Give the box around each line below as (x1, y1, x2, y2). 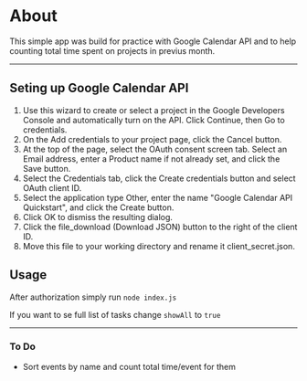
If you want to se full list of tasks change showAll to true (9, 309, 221, 320)
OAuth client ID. (22, 182, 82, 193)
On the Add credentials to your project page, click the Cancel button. (22, 133, 282, 144)
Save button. (22, 163, 71, 174)
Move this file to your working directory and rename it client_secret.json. (22, 240, 295, 251)
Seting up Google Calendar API (9, 80, 189, 96)
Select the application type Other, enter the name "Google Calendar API (22, 192, 293, 203)
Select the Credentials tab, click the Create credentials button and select (22, 173, 296, 184)
